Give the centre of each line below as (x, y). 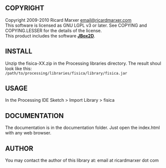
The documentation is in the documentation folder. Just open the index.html (83, 127)
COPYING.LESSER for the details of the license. (54, 30)
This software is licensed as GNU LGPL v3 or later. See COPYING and (76, 25)
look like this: (19, 68)
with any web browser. (28, 133)
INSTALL (19, 51)
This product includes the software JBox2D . (50, 36)
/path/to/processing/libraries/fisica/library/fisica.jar (66, 73)
